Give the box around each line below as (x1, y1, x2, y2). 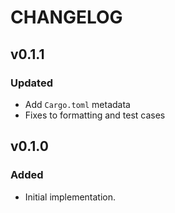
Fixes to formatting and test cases (24, 109, 166, 121)
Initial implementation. (24, 191, 117, 203)
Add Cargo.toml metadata (24, 98, 131, 110)
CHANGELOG (10, 6, 123, 29)
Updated (10, 76, 53, 90)
